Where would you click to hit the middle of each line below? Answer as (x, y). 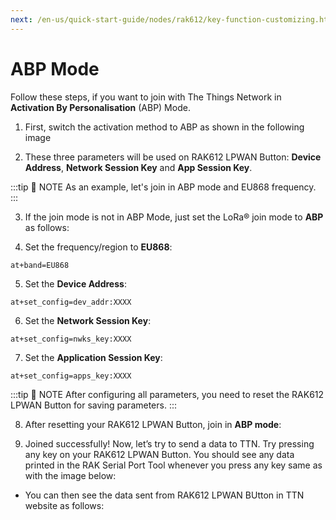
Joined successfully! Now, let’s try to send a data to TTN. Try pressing (169, 443)
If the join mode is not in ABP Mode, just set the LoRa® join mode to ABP (174, 217)
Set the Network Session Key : (88, 320)
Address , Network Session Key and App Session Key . (138, 167)
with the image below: (70, 475)
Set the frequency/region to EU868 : (98, 247)
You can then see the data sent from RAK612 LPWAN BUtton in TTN (164, 495)
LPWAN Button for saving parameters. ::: (94, 405)
